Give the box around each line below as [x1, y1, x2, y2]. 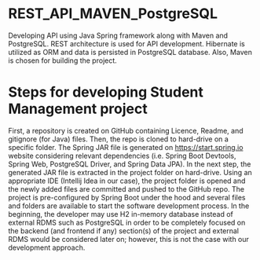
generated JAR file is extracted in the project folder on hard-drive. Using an [8, 167, 253, 177]
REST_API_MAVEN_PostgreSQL [8, 5, 218, 23]
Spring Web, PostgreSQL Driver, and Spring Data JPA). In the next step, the [8, 159, 251, 169]
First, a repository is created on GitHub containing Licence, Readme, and [8, 126, 244, 135]
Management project [8, 100, 148, 118]
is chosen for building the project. [8, 56, 118, 65]
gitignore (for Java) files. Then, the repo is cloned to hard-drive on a [8, 134, 229, 144]
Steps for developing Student [8, 83, 204, 101]
